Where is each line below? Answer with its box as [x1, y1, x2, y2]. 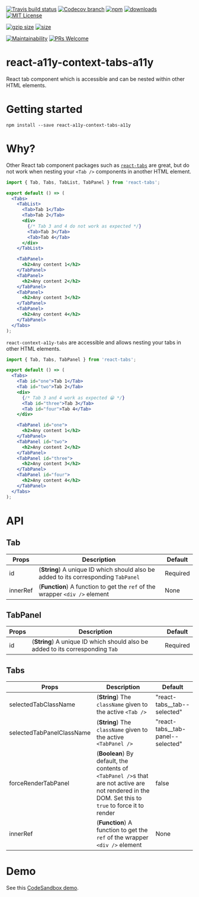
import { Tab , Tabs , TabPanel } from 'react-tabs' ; [6, 357, 136, 363]
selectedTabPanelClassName [9, 729, 91, 737]
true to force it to [96, 801, 144, 810]
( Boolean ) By [96, 750, 134, 758]
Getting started [6, 103, 83, 116]
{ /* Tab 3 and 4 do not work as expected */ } [27, 223, 142, 229]
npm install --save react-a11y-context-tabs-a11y [6, 122, 131, 128]
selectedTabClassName [9, 700, 76, 709]
